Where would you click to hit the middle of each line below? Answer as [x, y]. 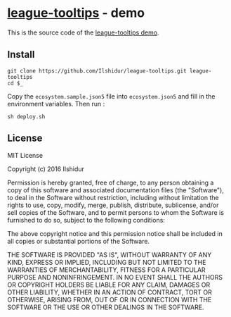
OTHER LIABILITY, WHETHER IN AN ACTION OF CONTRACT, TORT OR [110, 292]
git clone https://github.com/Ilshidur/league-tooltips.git [97, 71]
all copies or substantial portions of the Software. [78, 241]
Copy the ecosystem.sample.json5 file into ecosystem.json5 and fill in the [111, 96]
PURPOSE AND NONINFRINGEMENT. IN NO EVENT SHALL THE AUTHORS [115, 277]
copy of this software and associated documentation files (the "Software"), [116, 190]
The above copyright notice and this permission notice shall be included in [115, 233]
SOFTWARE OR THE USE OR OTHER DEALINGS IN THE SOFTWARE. [106, 307]
